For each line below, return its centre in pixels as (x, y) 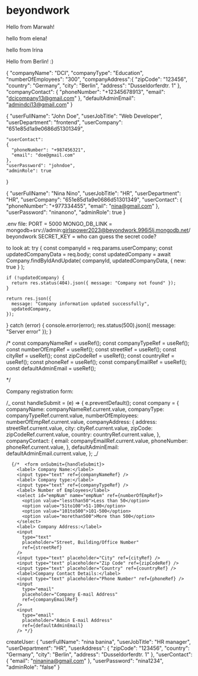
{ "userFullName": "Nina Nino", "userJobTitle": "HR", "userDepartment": (94, 193)
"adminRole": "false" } (33, 667)
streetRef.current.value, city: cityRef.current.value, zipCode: (79, 428)
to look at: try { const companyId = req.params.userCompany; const (90, 248)
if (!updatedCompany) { (36, 278)
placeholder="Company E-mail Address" (70, 594)
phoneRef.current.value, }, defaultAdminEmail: (63, 447)
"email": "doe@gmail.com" (44, 155)
